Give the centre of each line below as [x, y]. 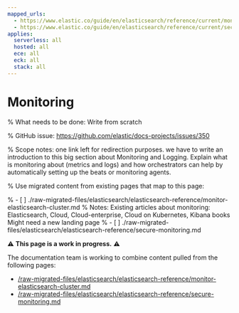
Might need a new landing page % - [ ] [64, 222]
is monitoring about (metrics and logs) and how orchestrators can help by [115, 164]
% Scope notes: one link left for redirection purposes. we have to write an [115, 149]
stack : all [30, 67]
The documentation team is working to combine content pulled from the [113, 258]
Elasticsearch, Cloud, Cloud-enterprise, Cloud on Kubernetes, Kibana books [119, 215]
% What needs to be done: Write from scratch [75, 122]
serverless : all [38, 41]
